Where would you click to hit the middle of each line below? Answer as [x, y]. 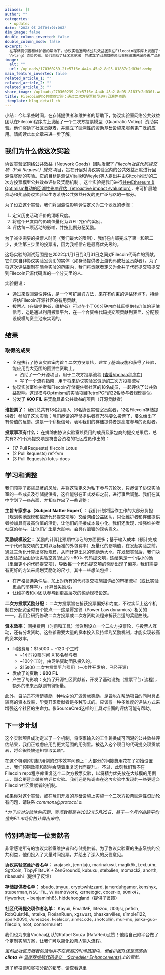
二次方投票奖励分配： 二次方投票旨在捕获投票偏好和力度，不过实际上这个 [79, 603]
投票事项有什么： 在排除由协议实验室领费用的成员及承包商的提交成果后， [79, 432]
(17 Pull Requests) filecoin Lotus [44, 448]
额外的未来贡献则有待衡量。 [40, 686]
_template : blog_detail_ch [33, 101]
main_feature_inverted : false [36, 74]
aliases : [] [17, 10]
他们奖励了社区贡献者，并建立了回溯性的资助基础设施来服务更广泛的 [82, 128]
